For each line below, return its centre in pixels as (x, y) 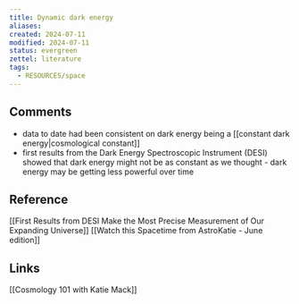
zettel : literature (46, 59)
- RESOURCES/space (52, 76)
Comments (41, 112)
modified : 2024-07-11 (50, 42)
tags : (19, 68)
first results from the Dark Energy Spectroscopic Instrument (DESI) (145, 152)
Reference (39, 199)
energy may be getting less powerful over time (108, 172)
